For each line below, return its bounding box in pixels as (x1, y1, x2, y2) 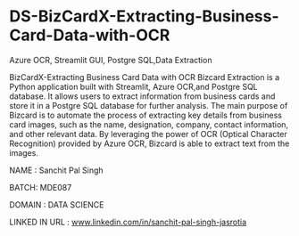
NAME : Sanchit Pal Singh (9, 165, 104, 175)
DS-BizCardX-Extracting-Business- (9, 6, 279, 27)
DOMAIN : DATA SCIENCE (9, 199, 104, 210)
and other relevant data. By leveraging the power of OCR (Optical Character (9, 128, 287, 139)
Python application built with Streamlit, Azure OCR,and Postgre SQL (9, 81, 259, 92)
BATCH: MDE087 (9, 182, 72, 192)
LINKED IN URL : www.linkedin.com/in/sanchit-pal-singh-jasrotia (9, 216, 247, 227)
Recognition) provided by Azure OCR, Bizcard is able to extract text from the (9, 138, 290, 149)
